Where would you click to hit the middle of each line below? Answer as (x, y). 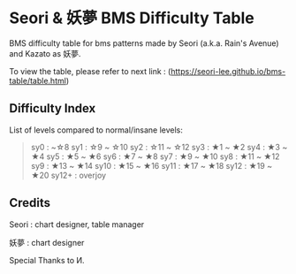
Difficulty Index (53, 108)
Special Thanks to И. (47, 260)
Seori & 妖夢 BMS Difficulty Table (132, 18)
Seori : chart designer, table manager (77, 224)
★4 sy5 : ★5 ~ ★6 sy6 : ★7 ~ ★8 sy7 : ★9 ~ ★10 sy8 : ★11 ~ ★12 (155, 156)
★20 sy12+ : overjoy (68, 175)
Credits (30, 203)
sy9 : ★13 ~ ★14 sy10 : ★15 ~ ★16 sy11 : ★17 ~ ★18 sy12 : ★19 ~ (151, 165)
